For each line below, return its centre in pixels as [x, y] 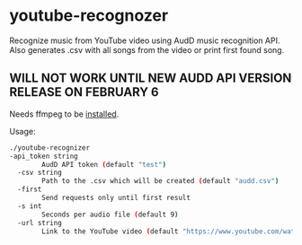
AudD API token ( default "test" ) [104, 164]
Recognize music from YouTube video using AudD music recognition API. [145, 40]
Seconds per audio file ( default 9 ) [110, 214]
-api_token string [44, 156]
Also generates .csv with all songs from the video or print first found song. [147, 49]
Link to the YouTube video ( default [110, 231]
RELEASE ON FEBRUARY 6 [84, 92]
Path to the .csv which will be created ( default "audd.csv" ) [160, 181]
